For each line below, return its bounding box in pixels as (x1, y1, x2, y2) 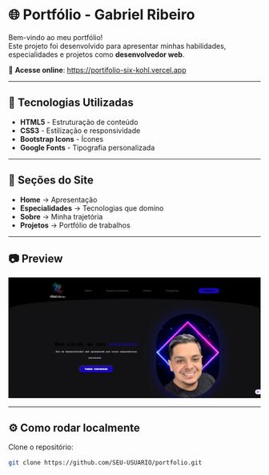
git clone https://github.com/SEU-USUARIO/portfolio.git (8, 459, 203, 467)
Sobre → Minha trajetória (19, 211, 103, 221)
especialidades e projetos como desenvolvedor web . (8, 50, 185, 59)
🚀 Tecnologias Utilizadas (8, 96, 134, 110)
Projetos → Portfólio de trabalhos (19, 220, 130, 230)
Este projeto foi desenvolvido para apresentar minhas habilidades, (8, 41, 227, 50)
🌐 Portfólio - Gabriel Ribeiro (8, 6, 195, 24)
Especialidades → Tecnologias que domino (19, 203, 164, 213)
